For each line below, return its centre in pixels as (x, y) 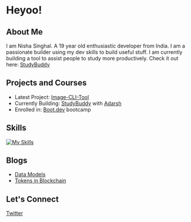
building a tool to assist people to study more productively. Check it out (92, 58)
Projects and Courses (46, 83)
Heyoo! (24, 10)
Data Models (30, 175)
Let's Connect (32, 199)
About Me (24, 32)
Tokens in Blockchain (40, 181)
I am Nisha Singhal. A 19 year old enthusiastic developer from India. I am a (95, 46)
